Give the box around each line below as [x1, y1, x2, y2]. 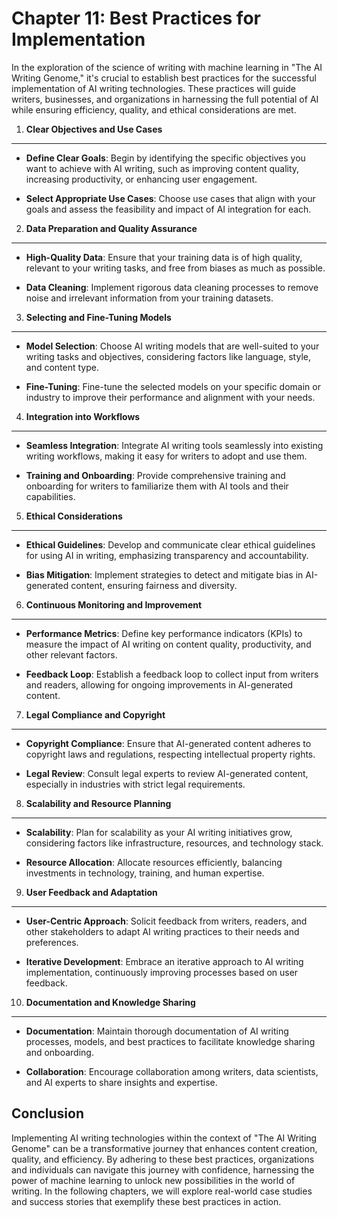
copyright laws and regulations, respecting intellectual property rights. [25, 748, 316, 760]
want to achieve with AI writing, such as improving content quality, [25, 162, 300, 174]
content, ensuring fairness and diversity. [70, 579, 238, 591]
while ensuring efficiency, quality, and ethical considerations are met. [11, 103, 297, 116]
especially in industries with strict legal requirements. [25, 778, 246, 790]
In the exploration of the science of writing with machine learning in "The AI [11, 61, 323, 73]
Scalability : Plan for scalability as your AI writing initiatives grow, [25, 826, 293, 838]
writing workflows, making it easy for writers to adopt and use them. [25, 450, 308, 462]
